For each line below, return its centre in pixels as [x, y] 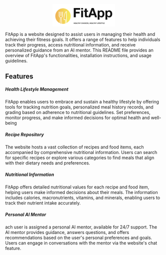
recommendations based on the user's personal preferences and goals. [79, 237]
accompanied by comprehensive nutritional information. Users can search [81, 152]
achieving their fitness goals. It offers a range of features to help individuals [83, 39]
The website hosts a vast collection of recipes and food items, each [75, 147]
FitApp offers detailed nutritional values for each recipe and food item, [77, 187]
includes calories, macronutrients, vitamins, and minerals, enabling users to [83, 198]
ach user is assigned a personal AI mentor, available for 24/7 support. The [81, 227]
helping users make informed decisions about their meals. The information [82, 192]
